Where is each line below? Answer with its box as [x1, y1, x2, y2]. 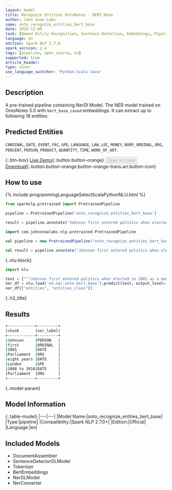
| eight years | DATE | [5, 357, 60, 362]
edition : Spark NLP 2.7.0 [5, 41, 60, 46]
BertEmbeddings [12, 469, 49, 475]
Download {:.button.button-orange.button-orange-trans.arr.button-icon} [5, 163, 156, 169]
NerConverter [12, 480, 42, 486]
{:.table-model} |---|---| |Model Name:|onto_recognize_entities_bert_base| [5, 413, 163, 420]
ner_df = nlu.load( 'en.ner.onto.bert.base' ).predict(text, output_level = [5, 281, 166, 286]
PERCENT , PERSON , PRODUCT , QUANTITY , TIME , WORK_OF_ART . [5, 146, 118, 153]
